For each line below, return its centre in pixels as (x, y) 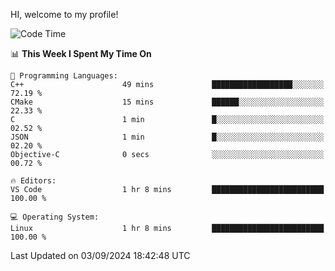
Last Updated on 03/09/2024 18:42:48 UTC (100, 255)
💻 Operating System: (55, 217)
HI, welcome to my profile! (64, 14)
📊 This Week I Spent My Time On (81, 53)
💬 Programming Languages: (64, 76)
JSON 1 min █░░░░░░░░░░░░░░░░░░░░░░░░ (167, 137)
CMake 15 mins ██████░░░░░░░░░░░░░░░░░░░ (167, 102)
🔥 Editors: (33, 181)
